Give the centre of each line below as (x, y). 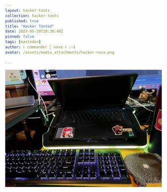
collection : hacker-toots (32, 16)
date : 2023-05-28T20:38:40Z (34, 32)
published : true (22, 21)
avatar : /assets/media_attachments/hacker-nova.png (60, 52)
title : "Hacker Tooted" (30, 26)
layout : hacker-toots (28, 10)
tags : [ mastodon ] (23, 42)
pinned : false (20, 37)
